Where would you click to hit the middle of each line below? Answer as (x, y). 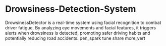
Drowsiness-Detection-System (71, 9)
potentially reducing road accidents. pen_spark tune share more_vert (75, 38)
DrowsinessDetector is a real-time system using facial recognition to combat (83, 23)
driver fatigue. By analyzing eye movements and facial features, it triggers (81, 27)
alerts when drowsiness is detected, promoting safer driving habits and (78, 33)
